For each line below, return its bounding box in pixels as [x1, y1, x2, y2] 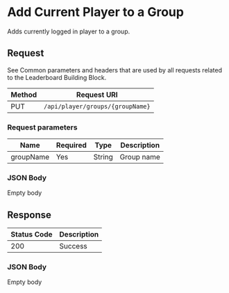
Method [10, 90, 37, 100]
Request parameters [7, 122, 78, 132]
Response [7, 209, 52, 221]
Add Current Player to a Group [7, 4, 184, 20]
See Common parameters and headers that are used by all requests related [7, 65, 223, 74]
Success [59, 241, 88, 251]
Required [56, 141, 87, 150]
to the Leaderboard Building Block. [7, 73, 107, 81]
